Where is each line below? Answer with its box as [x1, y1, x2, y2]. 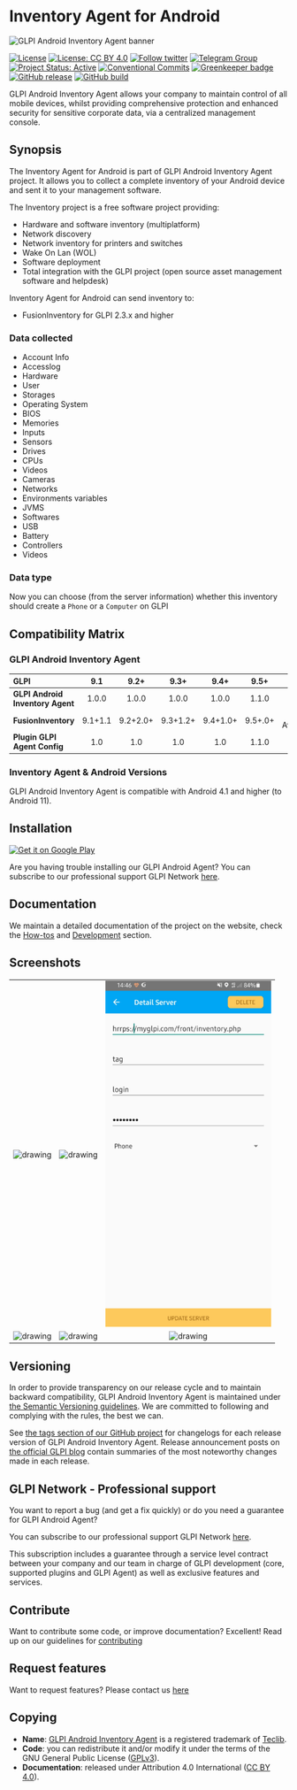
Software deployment [21, 257, 102, 267]
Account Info [21, 352, 70, 363]
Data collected [9, 332, 73, 344]
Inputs [21, 427, 46, 438]
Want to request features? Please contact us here [9, 1684, 190, 1695]
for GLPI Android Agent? [9, 1515, 98, 1525]
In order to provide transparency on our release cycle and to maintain [9, 1382, 262, 1393]
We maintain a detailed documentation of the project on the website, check [9, 920, 283, 931]
